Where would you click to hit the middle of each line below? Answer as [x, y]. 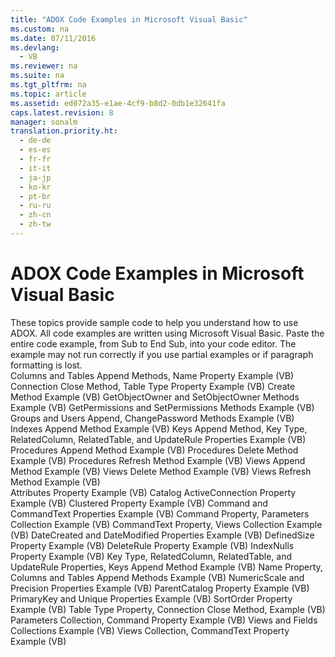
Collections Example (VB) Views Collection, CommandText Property [150, 630]
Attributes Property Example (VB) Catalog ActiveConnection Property [153, 492]
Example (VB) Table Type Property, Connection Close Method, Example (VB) [168, 609]
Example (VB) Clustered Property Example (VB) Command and [139, 503]
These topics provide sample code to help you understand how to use [154, 322]
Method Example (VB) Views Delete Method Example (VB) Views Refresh [161, 471]
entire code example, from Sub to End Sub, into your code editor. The [153, 343]
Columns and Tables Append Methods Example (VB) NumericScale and [157, 577]
